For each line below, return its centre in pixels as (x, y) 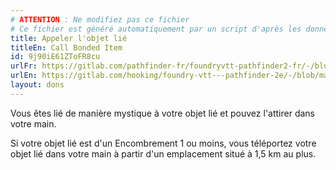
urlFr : (24, 66)
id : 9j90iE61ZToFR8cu (55, 57)
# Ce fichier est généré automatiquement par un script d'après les (156, 29)
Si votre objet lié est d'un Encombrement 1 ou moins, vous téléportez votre (163, 143)
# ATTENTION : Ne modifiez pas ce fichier (100, 19)
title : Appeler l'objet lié (69, 38)
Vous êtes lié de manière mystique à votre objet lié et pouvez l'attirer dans (162, 113)
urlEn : (24, 76)
